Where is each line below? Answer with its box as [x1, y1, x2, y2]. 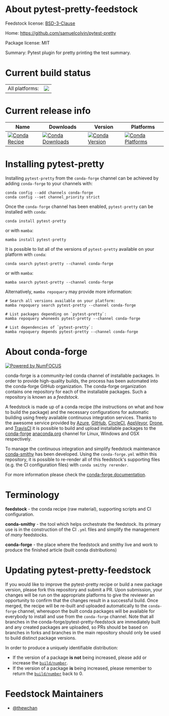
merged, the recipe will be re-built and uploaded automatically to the [5, 602, 147, 609]
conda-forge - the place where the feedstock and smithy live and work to [5, 541, 158, 547]
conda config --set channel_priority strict [5, 194, 100, 200]
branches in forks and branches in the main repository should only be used [5, 629, 161, 635]
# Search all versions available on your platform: [5, 298, 116, 303]
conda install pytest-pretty [5, 218, 66, 224]
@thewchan [12, 705, 38, 711]
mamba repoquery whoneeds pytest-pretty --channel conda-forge [5, 316, 141, 321]
